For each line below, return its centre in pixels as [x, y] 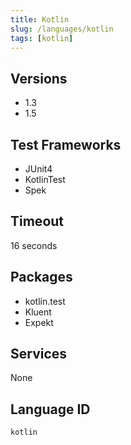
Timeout [37, 221]
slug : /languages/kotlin [62, 29]
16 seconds [34, 245]
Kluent [38, 312]
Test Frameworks [66, 144]
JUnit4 [38, 169]
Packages [41, 277]
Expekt [39, 322]
